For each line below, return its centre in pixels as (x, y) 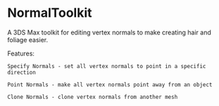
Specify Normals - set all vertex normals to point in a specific (107, 66)
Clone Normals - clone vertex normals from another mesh (93, 97)
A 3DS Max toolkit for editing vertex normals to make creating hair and (109, 32)
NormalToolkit (50, 13)
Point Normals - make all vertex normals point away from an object (110, 85)
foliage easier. (28, 39)
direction (22, 72)
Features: (21, 53)
